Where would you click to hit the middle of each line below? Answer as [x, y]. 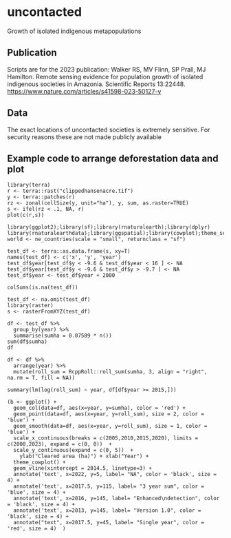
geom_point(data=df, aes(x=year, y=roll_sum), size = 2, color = [109, 414]
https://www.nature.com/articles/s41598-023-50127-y [84, 91]
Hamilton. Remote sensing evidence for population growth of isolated [105, 76]
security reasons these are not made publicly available [84, 137]
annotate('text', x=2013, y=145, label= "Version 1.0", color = [107, 510]
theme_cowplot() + [40, 462]
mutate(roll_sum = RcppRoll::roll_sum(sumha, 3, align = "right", [110, 372]
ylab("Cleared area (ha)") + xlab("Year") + [84, 456]
